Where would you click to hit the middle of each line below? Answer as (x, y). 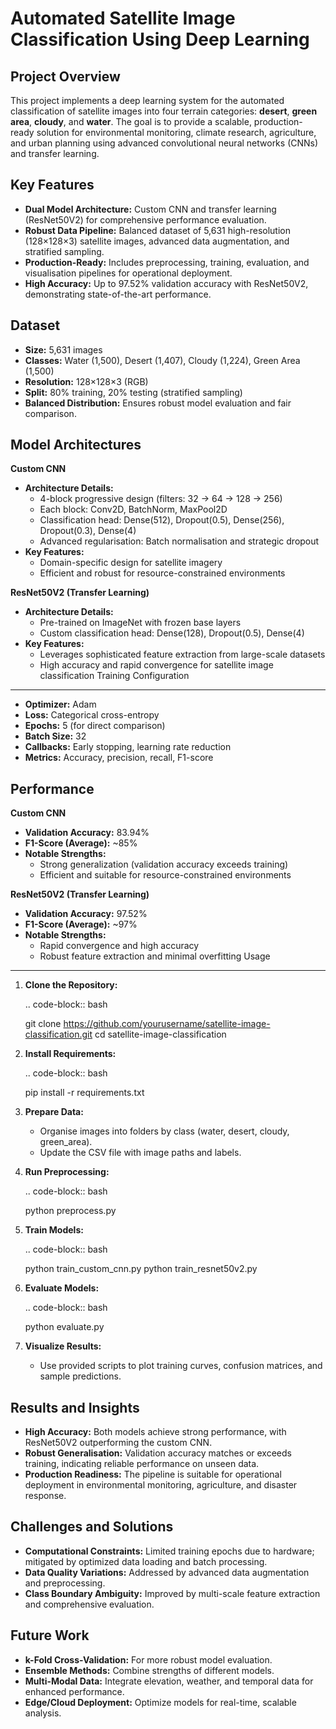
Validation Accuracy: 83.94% (87, 833)
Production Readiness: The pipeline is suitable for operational (153, 1474)
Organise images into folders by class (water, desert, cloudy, (164, 1131)
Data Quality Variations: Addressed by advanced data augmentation (167, 1572)
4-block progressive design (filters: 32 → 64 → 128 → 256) (161, 499)
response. (45, 1496)
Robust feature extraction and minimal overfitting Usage (155, 956)
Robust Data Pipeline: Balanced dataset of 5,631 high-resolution (157, 230)
